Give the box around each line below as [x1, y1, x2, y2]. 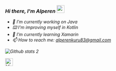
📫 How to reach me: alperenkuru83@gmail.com [12, 37, 112, 43]
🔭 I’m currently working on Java [12, 19, 77, 25]
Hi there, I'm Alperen [5, 7, 56, 14]
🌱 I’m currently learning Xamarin [12, 32, 79, 37]
